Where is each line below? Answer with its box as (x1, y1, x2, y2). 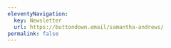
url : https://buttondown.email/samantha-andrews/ (14, 23, 164, 30)
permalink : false (7, 30, 59, 37)
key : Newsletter (14, 17, 62, 24)
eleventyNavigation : (7, 10, 69, 18)
